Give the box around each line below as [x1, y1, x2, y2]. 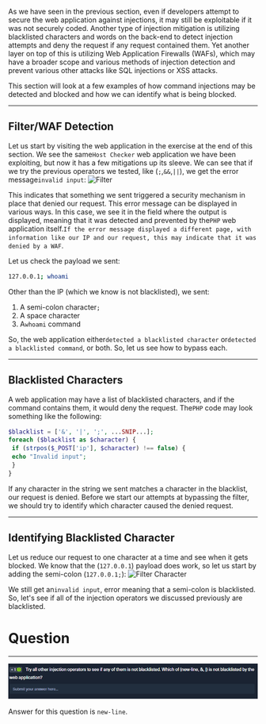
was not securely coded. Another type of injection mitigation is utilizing [8, 24, 240, 33]
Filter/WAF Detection [8, 120, 114, 133]
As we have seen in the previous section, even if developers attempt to [8, 7, 240, 16]
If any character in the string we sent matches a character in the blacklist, [8, 483, 248, 493]
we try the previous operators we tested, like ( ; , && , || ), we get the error [8, 166, 239, 175]
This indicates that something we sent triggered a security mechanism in [8, 190, 245, 199]
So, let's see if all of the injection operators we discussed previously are [8, 593, 243, 603]
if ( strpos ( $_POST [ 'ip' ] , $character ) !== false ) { [11, 445, 186, 452]
